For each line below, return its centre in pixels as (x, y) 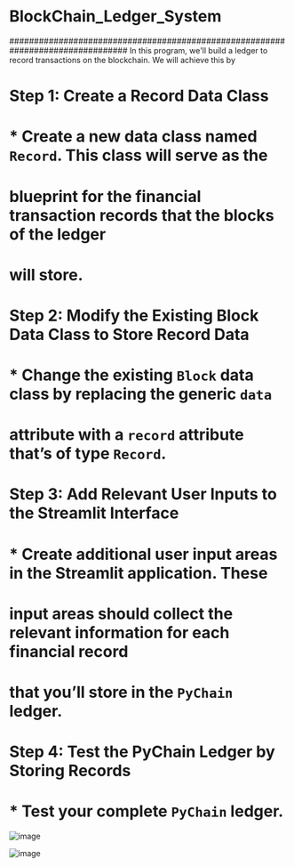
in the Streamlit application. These (139, 573)
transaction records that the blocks (142, 215)
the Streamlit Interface (94, 513)
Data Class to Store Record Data (130, 334)
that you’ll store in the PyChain (121, 693)
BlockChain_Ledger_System (115, 16)
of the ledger (58, 234)
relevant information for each (119, 632)
